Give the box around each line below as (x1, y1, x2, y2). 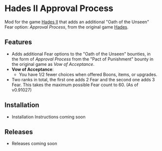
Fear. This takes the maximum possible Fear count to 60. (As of (11, 82, 139, 88)
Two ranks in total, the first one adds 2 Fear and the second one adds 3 (11, 76, 155, 82)
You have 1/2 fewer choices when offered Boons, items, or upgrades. (18, 71, 158, 77)
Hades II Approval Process (4, 3, 114, 14)
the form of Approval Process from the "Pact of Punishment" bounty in (11, 56, 154, 62)
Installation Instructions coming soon (11, 114, 86, 120)
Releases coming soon (11, 141, 57, 147)
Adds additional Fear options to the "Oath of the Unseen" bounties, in (11, 51, 151, 57)
